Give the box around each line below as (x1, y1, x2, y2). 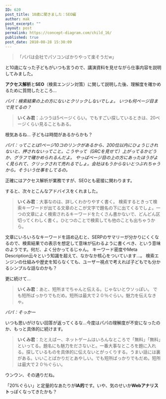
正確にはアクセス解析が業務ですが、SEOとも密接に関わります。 (5, 177, 135, 183)
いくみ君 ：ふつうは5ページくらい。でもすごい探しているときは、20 (17, 115, 156, 121)
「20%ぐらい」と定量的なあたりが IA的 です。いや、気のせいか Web (5, 382, 141, 388)
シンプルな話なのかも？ (9, 265, 57, 271)
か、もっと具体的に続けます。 (5, 326, 66, 332)
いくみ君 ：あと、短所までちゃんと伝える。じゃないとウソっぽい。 (17, 286, 152, 292)
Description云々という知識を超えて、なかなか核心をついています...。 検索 (5, 252, 155, 258)
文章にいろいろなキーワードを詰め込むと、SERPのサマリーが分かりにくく (5, 234, 155, 240)
